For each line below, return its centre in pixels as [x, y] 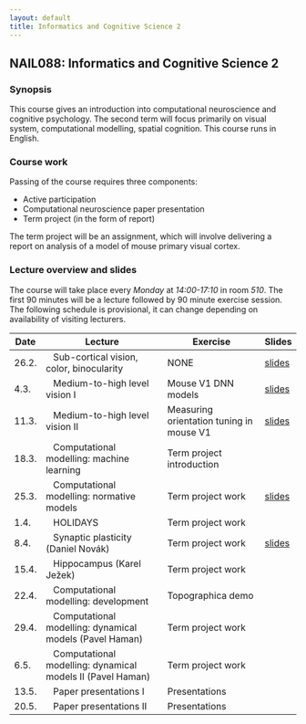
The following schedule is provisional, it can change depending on [134, 309]
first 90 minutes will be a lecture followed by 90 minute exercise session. [146, 299]
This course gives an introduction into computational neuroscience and [143, 110]
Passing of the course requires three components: [103, 182]
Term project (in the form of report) [89, 219]
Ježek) [60, 574]
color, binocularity [84, 368]
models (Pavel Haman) [94, 638]
